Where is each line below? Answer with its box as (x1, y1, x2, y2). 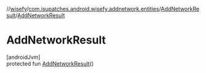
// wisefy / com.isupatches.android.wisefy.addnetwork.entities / (6, 6, 161, 12)
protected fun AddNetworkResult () (6, 60, 94, 67)
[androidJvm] (6, 53, 41, 61)
